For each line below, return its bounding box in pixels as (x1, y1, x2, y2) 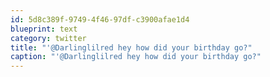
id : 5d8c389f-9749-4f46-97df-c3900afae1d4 (10, 14, 190, 25)
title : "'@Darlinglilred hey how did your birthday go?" (10, 42, 253, 53)
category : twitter (10, 33, 87, 43)
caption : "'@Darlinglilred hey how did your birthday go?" (10, 52, 262, 62)
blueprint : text (10, 24, 78, 34)
